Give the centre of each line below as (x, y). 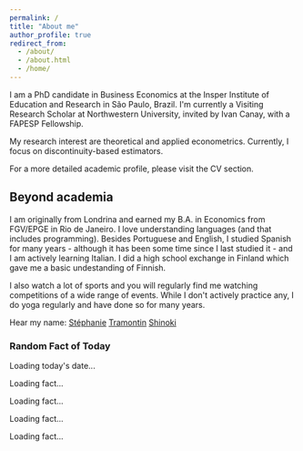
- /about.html (44, 60)
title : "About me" (44, 26)
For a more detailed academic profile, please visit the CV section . (132, 169)
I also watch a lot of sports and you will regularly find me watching (134, 285)
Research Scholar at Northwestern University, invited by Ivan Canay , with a (150, 114)
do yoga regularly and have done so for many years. (107, 304)
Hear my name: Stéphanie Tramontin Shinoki (93, 322)
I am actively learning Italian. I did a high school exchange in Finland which (149, 258)
